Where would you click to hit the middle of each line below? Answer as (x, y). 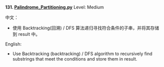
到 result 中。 (26, 34)
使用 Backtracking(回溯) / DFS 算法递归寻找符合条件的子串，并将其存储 (86, 28)
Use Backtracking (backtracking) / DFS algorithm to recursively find (83, 54)
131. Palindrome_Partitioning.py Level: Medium (55, 7)
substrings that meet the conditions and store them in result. (75, 59)
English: (13, 44)
